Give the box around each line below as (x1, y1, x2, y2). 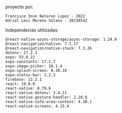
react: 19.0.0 (5, 81, 36, 87)
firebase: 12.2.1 (5, 77, 42, 82)
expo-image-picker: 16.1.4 (5, 64, 63, 69)
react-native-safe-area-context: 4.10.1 (5, 99, 93, 104)
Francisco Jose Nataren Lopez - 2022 (5, 14, 85, 19)
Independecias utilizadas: (5, 27, 59, 33)
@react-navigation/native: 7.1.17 (5, 41, 79, 46)
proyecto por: (5, 4, 34, 10)
